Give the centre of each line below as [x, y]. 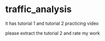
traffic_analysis [38, 9]
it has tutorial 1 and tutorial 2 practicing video [52, 23]
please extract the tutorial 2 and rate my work [52, 33]
